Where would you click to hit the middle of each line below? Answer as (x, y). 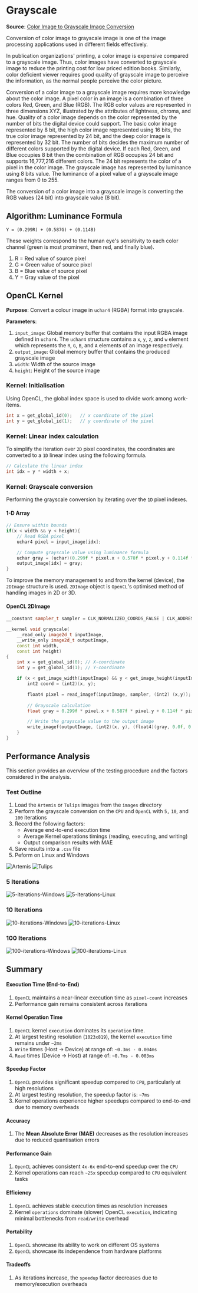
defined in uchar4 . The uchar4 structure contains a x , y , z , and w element (101, 339)
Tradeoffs (19, 1265)
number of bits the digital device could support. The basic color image (91, 123)
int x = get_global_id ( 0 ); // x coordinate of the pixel (80, 415)
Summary (24, 970)
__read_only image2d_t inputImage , (60, 635)
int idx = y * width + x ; (38, 471)
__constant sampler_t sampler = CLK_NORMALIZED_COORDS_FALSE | (85, 619)
